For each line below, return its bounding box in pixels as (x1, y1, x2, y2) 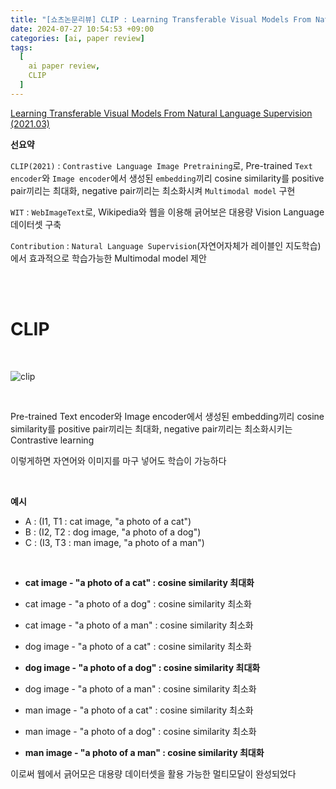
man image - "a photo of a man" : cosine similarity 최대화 (24, 746, 265, 758)
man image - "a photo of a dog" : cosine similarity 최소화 (24, 725, 257, 737)
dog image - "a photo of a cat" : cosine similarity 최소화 (24, 640, 252, 652)
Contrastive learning (10, 434, 95, 446)
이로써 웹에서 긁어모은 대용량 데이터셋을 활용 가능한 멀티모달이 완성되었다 (10, 767, 297, 780)
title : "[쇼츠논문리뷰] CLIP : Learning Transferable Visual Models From (10, 14, 312, 25)
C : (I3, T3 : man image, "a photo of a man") (24, 536, 205, 548)
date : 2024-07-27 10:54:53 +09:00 (10, 24, 155, 34)
